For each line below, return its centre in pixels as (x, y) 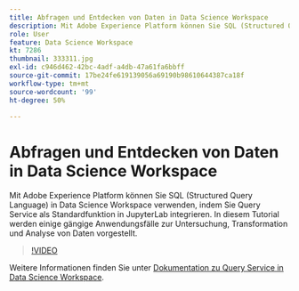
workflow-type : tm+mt (49, 84)
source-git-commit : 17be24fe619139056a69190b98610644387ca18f (127, 76)
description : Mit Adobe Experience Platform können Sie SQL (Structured (147, 26)
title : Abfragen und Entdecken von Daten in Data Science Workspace (139, 17)
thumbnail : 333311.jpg (51, 59)
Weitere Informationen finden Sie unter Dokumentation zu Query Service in (147, 268)
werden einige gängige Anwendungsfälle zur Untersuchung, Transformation (149, 224)
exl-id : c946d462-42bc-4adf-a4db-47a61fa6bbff (97, 68)
